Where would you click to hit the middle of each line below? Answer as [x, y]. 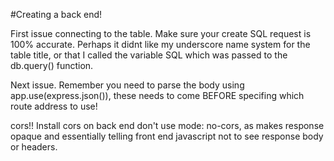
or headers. [34, 147]
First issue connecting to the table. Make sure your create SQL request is [161, 33]
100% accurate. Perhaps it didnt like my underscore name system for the [160, 44]
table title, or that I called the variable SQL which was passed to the [149, 55]
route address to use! [54, 106]
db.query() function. [52, 65]
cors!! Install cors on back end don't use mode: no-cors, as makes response [167, 125]
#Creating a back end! [56, 14]
